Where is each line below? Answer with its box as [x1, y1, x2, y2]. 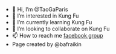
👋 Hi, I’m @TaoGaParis [11, 6, 68, 13]
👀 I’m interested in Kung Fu [11, 12, 79, 19]
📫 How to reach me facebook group [11, 32, 104, 39]
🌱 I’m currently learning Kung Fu [11, 19, 92, 25]
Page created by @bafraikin [11, 41, 82, 48]
